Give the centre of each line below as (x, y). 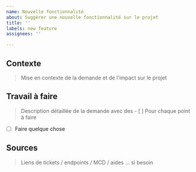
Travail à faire (32, 96)
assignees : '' (24, 34)
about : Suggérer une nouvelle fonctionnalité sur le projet (83, 17)
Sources (22, 148)
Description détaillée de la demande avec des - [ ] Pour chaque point (105, 110)
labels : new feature (32, 28)
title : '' (18, 23)
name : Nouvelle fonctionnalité (45, 12)
